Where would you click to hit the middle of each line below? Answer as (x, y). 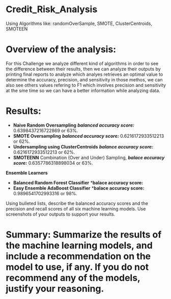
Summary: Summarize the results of (84, 234)
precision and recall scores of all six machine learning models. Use (76, 208)
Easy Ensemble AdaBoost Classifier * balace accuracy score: (79, 188)
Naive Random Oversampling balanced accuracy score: (74, 125)
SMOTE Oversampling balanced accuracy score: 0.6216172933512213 (89, 136)
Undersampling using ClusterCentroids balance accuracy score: (83, 146)
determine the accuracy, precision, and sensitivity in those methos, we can (84, 79)
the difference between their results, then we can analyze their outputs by (83, 69)
